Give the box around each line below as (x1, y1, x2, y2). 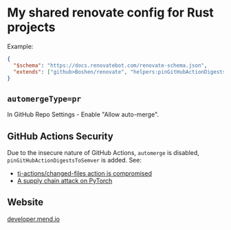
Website (7, 196, 43, 208)
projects (7, 19, 56, 35)
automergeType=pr (7, 94, 81, 104)
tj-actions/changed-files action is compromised (16, 169, 153, 178)
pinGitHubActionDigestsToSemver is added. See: (7, 156, 142, 165)
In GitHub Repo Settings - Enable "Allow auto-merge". (7, 110, 159, 118)
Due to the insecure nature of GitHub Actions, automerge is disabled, (7, 149, 199, 157)
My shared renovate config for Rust (7, 5, 214, 21)
